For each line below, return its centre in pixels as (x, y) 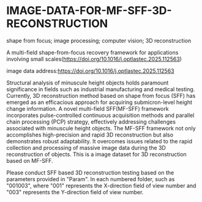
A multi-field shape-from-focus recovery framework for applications (92, 52)
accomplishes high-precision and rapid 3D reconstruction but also (90, 135)
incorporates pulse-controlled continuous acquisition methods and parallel (100, 115)
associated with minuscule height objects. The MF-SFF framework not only (101, 128)
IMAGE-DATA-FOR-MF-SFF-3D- (89, 11)
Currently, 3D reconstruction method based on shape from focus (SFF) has (101, 95)
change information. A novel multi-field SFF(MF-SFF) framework (88, 108)
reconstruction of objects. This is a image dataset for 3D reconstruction (96, 154)
